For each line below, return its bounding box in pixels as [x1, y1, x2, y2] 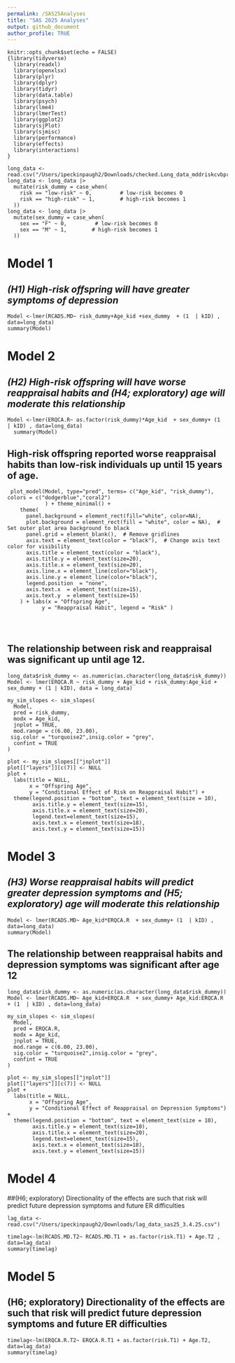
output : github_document [7, 23, 80, 30]
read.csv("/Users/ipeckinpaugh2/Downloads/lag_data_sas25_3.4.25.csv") [7, 1221, 220, 1228]
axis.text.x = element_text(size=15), [25, 586, 142, 593]
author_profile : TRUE [7, 29, 71, 37]
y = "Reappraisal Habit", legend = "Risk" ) [41, 604, 173, 612]
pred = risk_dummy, [13, 709, 71, 716]
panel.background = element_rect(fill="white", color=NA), [25, 513, 201, 520]
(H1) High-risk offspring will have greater [7, 283, 190, 295]
